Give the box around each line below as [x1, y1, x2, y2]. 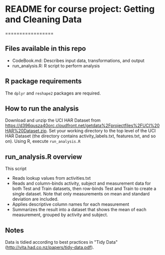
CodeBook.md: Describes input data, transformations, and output [12, 58, 145, 64]
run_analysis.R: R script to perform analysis [12, 63, 100, 68]
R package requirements [5, 77, 82, 86]
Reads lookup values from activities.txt [12, 175, 91, 181]
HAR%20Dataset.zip [5, 128, 47, 134]
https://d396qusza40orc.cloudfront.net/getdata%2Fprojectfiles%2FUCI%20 [5, 123, 160, 128]
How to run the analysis [5, 104, 79, 113]
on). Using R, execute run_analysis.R [5, 138, 81, 144]
